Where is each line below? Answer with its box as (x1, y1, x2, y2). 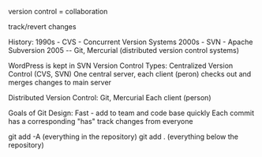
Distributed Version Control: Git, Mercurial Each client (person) (8, 93, 211, 102)
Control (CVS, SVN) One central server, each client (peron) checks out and (8, 69, 252, 78)
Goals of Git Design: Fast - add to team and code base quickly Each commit (8, 108, 255, 118)
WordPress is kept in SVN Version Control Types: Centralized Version (8, 61, 234, 70)
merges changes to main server (8, 78, 112, 87)
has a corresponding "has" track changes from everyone (8, 117, 193, 125)
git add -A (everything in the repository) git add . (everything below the (8, 132, 239, 141)
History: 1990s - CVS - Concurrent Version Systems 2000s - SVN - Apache (8, 37, 253, 47)
